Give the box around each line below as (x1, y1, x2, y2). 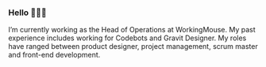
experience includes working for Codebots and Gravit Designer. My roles (8, 33, 247, 43)
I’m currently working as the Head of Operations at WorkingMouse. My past (8, 25, 256, 35)
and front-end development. (8, 50, 101, 60)
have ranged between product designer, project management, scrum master (8, 42, 258, 51)
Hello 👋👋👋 (8, 7, 47, 18)
